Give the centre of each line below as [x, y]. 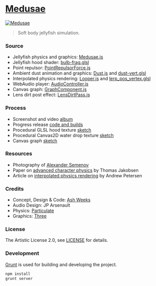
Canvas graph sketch [35, 141]
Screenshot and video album [43, 119]
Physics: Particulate [33, 211]
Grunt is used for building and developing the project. [61, 264]
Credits [14, 188]
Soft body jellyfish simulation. [49, 33]
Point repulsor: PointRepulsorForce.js [51, 68]
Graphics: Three [29, 216]
